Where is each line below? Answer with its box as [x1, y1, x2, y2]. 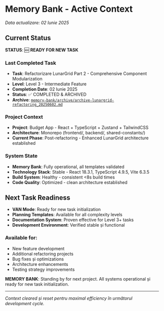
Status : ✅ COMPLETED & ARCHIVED [12, 92, 87, 98]
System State [5, 153, 38, 159]
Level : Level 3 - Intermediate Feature [12, 81, 87, 87]
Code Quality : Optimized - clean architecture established [12, 179, 128, 185]
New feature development [12, 245, 65, 251]
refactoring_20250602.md [12, 102, 63, 107]
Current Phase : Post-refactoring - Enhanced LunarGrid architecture [12, 135, 149, 141]
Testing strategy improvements [12, 266, 75, 272]
